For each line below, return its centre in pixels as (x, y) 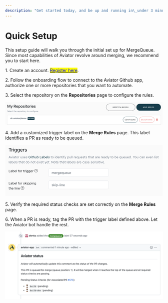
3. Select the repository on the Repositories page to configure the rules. (79, 95)
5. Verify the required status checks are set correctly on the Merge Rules (80, 204)
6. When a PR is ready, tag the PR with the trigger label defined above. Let (81, 219)
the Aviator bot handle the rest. (37, 224)
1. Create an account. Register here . (42, 70)
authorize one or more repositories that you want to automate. (69, 85)
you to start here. (23, 61)
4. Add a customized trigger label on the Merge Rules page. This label (77, 132)
